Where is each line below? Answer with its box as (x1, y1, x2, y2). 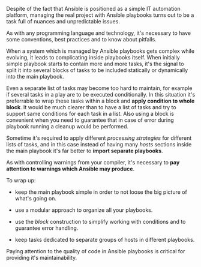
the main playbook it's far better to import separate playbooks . (6, 147, 163, 154)
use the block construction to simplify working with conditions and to (14, 218, 186, 225)
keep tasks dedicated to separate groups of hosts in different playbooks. (14, 236, 195, 243)
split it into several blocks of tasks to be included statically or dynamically (6, 67, 188, 74)
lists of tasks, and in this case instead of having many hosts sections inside (6, 141, 192, 148)
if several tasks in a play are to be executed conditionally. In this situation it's (6, 91, 196, 98)
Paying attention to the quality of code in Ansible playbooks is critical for (6, 248, 185, 254)
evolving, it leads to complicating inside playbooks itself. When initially (6, 54, 180, 61)
